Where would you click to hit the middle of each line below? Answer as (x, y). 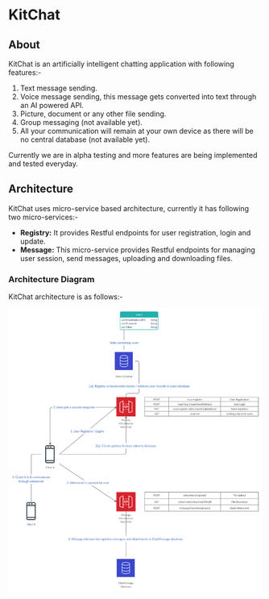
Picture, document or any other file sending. (93, 114)
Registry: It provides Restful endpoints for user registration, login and (135, 232)
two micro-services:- (43, 217)
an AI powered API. (52, 105)
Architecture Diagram (52, 279)
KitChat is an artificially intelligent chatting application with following (122, 64)
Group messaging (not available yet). (81, 122)
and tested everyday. (43, 164)
